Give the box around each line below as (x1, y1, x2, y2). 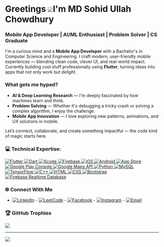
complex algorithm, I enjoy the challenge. (12, 108, 95, 114)
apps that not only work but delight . (5, 69, 77, 75)
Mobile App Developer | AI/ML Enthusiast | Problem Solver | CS (5, 31, 158, 38)
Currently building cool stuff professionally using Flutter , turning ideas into (5, 64, 155, 70)
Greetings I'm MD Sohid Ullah (5, 3, 132, 15)
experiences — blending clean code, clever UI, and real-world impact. (5, 59, 146, 64)
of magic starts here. (5, 133, 47, 139)
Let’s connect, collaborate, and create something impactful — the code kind (5, 128, 158, 134)
